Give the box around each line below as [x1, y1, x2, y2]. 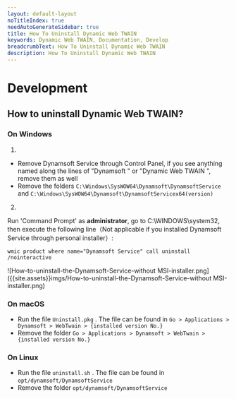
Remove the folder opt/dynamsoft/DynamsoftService [17, 383, 168, 392]
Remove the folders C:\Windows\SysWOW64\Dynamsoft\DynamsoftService [17, 181, 222, 190]
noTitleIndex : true [7, 17, 65, 24]
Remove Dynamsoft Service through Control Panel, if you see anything [17, 159, 223, 167]
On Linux [7, 352, 39, 362]
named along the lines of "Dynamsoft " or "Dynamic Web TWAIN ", [17, 167, 211, 175]
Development [7, 81, 88, 96]
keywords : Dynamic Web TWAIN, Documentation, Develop [7, 37, 169, 44]
